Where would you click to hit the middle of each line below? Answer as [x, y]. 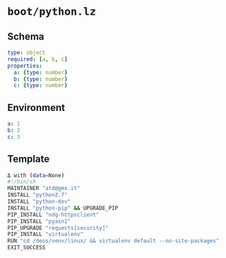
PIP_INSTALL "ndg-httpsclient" [53, 215]
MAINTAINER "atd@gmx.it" [44, 189]
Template [29, 159]
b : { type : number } [41, 79]
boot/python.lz [52, 12]
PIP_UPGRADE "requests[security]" [58, 228]
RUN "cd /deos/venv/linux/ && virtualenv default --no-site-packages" [113, 241]
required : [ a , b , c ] [38, 59]
